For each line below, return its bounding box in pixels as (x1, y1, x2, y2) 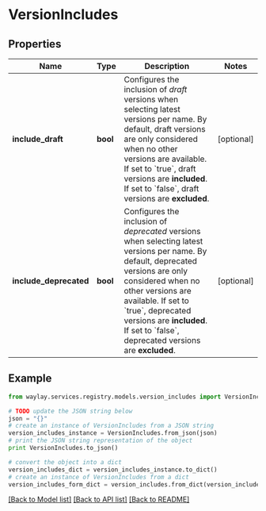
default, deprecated (123, 255, 198, 267)
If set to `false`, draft (123, 183, 199, 194)
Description (144, 61, 190, 71)
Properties (8, 37, 62, 51)
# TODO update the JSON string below (8, 407, 133, 415)
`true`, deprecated (123, 305, 192, 316)
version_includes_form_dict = (8, 480, 108, 489)
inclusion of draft (123, 84, 188, 94)
